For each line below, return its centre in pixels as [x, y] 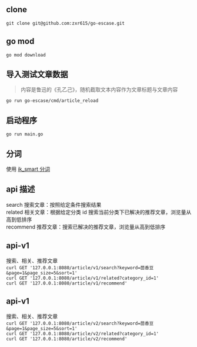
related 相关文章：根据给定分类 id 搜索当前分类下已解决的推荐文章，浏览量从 [99, 212]
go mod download [26, 55]
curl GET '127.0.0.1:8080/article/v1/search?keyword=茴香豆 [80, 267]
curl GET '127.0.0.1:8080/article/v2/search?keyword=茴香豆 [80, 323]
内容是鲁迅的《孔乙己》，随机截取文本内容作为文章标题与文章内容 [99, 90]
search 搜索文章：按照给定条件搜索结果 [54, 204]
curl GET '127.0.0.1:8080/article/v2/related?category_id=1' [83, 333]
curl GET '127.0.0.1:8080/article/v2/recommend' [67, 339]
